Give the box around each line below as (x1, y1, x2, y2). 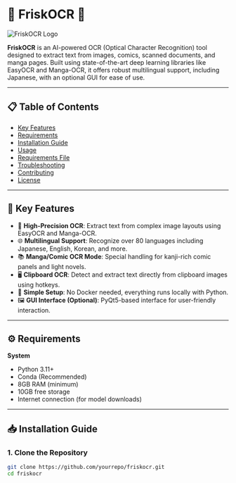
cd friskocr (7, 470, 42, 477)
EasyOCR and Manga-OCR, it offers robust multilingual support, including (7, 65, 220, 74)
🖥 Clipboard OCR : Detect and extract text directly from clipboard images (17, 270, 228, 279)
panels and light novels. (17, 262, 86, 270)
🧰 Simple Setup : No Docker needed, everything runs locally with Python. (17, 288, 229, 296)
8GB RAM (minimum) (17, 380, 79, 389)
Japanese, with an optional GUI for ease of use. (7, 73, 145, 82)
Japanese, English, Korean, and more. (17, 244, 128, 253)
